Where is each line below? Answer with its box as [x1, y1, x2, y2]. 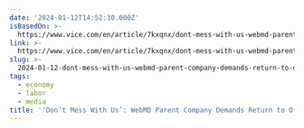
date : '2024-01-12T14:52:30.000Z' [9, 13, 140, 23]
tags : [9, 72, 30, 81]
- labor [17, 88, 47, 97]
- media [17, 96, 47, 106]
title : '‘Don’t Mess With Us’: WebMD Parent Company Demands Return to [9, 105, 285, 114]
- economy [17, 80, 54, 89]
